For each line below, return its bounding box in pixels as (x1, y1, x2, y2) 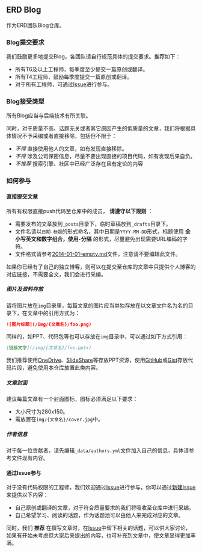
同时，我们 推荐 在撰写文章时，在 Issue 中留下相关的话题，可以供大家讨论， (6, 524, 191, 532)
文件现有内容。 (11, 454, 49, 462)
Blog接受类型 (6, 98, 45, 106)
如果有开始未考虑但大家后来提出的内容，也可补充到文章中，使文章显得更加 (6, 532, 191, 539)
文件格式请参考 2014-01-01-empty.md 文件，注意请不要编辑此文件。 (14, 250, 182, 258)
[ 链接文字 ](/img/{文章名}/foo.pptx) (6, 345, 92, 351)
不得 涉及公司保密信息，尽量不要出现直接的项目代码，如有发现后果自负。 (14, 153, 196, 160)
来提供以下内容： (6, 491, 49, 498)
